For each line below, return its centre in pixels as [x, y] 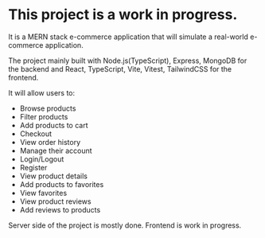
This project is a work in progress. [123, 15]
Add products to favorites [62, 184]
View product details [53, 176]
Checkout [36, 134]
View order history [50, 142]
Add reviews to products [60, 209]
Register [33, 167]
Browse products [48, 108]
